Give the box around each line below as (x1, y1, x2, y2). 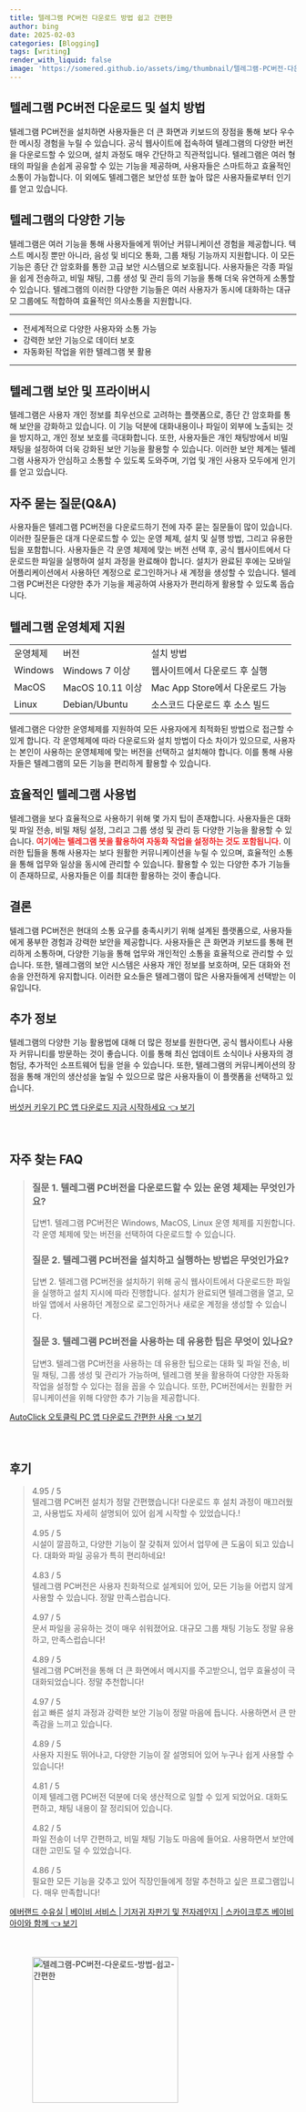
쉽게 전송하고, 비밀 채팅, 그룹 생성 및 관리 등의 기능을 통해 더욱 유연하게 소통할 (18, 272, 296, 283)
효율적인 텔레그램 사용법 (9, 787, 137, 803)
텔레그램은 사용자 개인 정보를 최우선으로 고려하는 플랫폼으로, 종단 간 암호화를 (9, 409, 282, 420)
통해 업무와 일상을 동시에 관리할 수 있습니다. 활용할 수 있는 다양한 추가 (18, 858, 267, 869)
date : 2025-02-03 (9, 30, 76, 39)
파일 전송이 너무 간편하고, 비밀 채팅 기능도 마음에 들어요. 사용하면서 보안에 (31, 1833, 294, 1845)
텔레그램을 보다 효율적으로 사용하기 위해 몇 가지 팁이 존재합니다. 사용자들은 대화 (9, 813, 291, 824)
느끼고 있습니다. (56, 1718, 113, 1729)
